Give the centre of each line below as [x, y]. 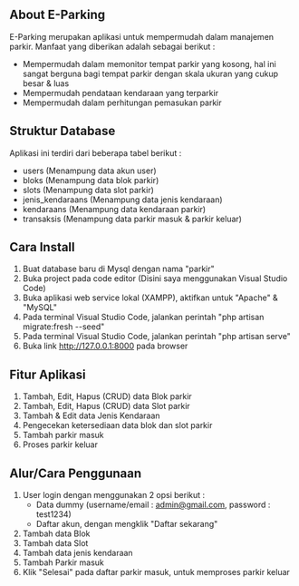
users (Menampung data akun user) [89, 171]
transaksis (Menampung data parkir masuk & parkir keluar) [132, 219]
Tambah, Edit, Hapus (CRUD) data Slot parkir [106, 406]
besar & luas [46, 83]
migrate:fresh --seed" [63, 327]
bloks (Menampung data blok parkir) [91, 180]
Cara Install [42, 247]
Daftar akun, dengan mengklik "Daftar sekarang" [127, 524]
